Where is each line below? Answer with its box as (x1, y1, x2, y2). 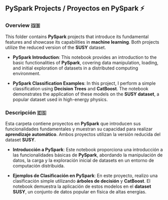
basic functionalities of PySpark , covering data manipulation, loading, (12, 59, 159, 65)
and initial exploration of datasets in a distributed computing (12, 65, 139, 71)
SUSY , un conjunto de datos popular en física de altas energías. (12, 188, 147, 194)
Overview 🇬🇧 (5, 22, 41, 29)
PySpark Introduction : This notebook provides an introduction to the (12, 54, 157, 60)
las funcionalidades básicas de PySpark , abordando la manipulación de (12, 152, 163, 158)
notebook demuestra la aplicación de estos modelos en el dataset (12, 183, 151, 189)
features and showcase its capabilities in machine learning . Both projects (5, 39, 160, 45)
